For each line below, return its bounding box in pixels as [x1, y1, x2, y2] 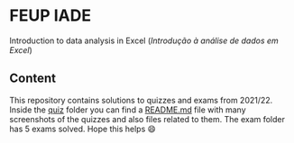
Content [9, 71, 57, 86]
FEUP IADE [9, 5, 92, 26]
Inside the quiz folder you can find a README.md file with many [9, 104, 246, 115]
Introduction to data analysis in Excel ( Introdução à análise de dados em [9, 35, 280, 46]
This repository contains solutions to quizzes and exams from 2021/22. [9, 94, 273, 105]
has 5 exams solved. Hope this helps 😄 [9, 123, 156, 134]
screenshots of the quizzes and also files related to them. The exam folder [9, 113, 286, 124]
